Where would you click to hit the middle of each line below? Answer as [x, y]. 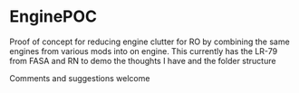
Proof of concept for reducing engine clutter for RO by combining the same [149, 42]
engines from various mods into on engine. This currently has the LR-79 [144, 51]
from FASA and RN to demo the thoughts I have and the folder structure [143, 60]
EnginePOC [53, 17]
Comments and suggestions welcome [80, 78]
